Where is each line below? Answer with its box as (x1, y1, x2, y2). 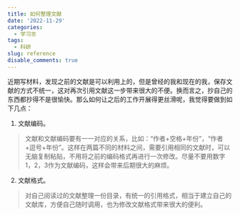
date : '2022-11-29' (7, 17, 66, 24)
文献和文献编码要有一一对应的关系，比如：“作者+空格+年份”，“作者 (24, 134, 224, 142)
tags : (7, 37, 24, 44)
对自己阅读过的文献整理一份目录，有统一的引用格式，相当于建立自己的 (24, 191, 232, 199)
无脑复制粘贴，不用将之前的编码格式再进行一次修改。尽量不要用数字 (24, 152, 226, 160)
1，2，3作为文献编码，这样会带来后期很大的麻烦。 (24, 161, 174, 169)
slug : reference (7, 51, 56, 58)
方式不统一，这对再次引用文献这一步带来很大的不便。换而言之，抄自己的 (19, 86, 233, 95)
